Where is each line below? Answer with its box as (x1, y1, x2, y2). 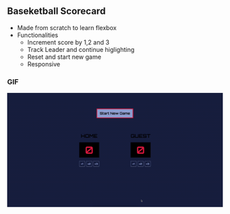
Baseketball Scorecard (7, 5, 106, 17)
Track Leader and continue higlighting (27, 45, 135, 53)
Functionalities (16, 31, 58, 39)
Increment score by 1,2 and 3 (27, 38, 110, 46)
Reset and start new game (27, 53, 101, 61)
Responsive (27, 59, 60, 68)
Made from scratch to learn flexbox (16, 23, 117, 31)
